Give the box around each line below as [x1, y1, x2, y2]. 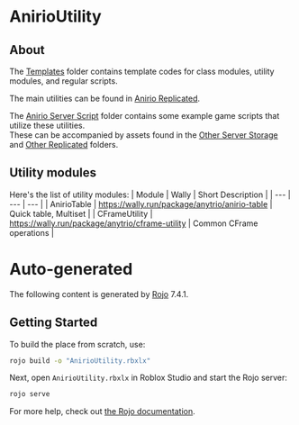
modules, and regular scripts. [9, 76, 119, 86]
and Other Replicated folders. [9, 140, 119, 149]
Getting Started [9, 315, 98, 330]
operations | [9, 227, 54, 238]
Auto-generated [9, 259, 133, 279]
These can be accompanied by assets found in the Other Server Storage [9, 130, 278, 140]
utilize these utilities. [9, 120, 86, 131]
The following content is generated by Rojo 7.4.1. [9, 288, 189, 299]
